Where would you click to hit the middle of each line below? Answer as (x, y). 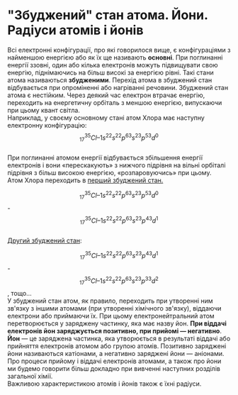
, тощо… (19, 294)
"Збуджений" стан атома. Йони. (108, 15)
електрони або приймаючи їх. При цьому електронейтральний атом (111, 316)
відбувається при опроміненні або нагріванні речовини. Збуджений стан (118, 87)
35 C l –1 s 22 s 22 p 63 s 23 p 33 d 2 (122, 280)
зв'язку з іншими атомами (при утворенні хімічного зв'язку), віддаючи (114, 308)
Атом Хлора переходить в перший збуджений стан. (85, 180)
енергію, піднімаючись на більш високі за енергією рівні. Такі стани (110, 72)
